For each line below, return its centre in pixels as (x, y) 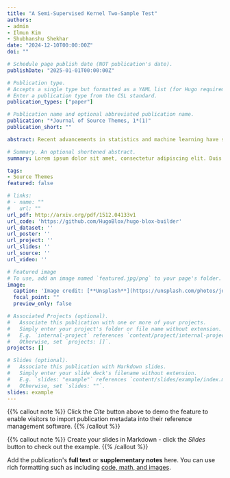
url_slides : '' (29, 247)
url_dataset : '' (30, 228)
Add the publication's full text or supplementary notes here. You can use (111, 460)
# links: (20, 196)
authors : (20, 20)
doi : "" (18, 52)
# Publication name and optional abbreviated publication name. (101, 115)
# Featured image (32, 272)
